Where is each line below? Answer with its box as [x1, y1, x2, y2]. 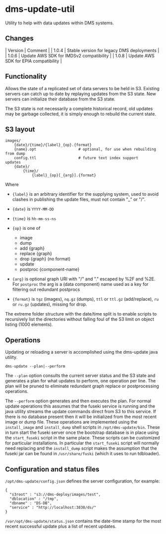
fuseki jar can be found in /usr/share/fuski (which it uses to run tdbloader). [5, 451, 161, 457]
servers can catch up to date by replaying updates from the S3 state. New [5, 91, 156, 97]
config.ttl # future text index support [14, 156, 139, 160]
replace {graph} [19, 251, 53, 257]
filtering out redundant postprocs [12, 286, 80, 293]
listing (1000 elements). [5, 321, 53, 327]
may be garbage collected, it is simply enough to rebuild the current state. [5, 110, 156, 117]
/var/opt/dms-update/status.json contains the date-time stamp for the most [5, 518, 162, 524]
